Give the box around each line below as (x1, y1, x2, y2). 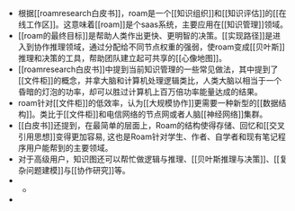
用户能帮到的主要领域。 (25, 143, 113, 153)
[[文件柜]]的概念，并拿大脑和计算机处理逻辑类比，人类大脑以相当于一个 (17, 75, 282, 85)
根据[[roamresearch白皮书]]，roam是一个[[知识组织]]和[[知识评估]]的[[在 (17, 8, 287, 18)
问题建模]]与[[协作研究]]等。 (25, 165, 130, 175)
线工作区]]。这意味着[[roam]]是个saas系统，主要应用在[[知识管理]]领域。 (17, 19, 289, 30)
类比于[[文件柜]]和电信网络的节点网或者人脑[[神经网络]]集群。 (40, 109, 268, 119)
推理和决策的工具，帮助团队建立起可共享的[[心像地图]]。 (17, 53, 228, 63)
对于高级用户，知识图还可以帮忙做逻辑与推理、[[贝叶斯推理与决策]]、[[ (17, 154, 281, 164)
